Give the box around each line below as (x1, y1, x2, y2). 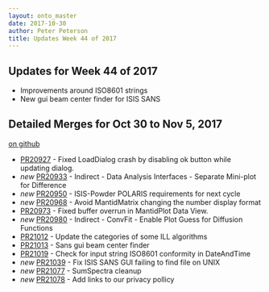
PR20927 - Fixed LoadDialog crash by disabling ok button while (19, 154, 232, 164)
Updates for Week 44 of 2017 (8, 64, 159, 77)
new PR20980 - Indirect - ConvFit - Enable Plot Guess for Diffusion (19, 215, 243, 224)
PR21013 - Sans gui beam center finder (19, 240, 151, 250)
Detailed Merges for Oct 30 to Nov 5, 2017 (8, 118, 223, 131)
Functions (19, 223, 54, 232)
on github (8, 139, 40, 148)
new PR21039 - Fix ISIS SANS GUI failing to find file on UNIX (19, 257, 221, 267)
